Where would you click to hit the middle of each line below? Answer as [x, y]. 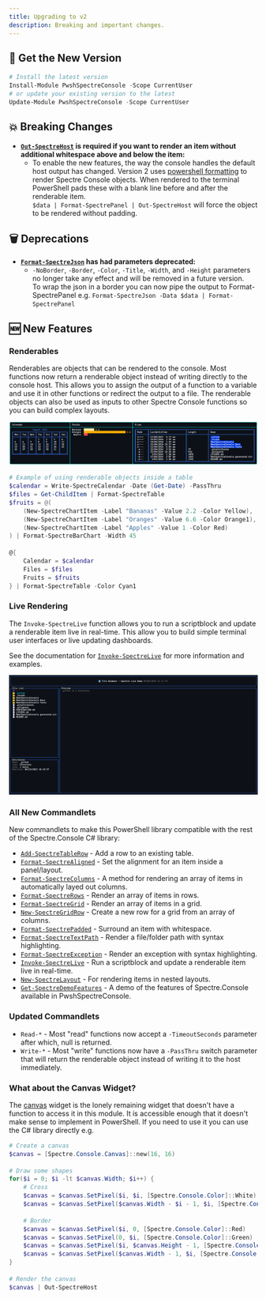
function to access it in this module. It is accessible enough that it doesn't [129, 1113]
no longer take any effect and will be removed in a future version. [138, 279]
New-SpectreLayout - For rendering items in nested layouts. [116, 979]
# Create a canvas [39, 1146]
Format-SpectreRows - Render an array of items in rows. [110, 895]
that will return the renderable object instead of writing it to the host [130, 1059]
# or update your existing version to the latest [92, 94]
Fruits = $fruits [52, 578]
